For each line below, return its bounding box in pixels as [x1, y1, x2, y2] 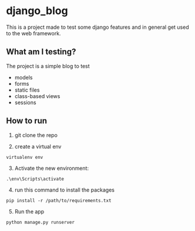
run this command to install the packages [14, 186, 115, 193]
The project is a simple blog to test [6, 62, 90, 69]
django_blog [6, 4, 69, 18]
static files [14, 86, 40, 93]
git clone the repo [14, 131, 58, 139]
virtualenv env [6, 154, 43, 160]
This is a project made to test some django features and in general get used [6, 24, 189, 31]
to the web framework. [6, 29, 61, 36]
